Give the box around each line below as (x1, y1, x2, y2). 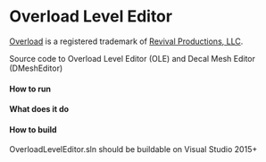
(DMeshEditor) (9, 63, 63, 73)
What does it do (9, 104, 70, 115)
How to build (9, 124, 57, 135)
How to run (9, 83, 52, 94)
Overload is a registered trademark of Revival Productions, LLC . (9, 36, 244, 47)
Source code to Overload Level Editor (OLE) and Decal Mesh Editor (9, 53, 256, 64)
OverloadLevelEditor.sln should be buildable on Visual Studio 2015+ (9, 144, 258, 155)
